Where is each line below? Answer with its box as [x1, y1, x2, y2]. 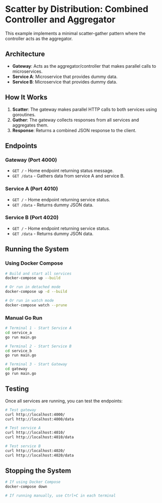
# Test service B [5, 444, 41, 449]
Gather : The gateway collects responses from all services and [12, 117, 139, 123]
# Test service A [5, 425, 41, 431]
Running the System [5, 245, 69, 253]
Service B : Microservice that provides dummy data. [12, 79, 118, 85]
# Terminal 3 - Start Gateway [5, 362, 68, 367]
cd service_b [5, 348, 32, 353]
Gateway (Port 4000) [5, 156, 57, 163]
